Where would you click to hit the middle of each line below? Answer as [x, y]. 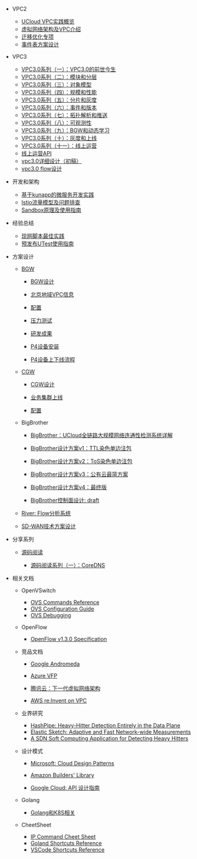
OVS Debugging [51, 615]
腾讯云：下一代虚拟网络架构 [65, 688]
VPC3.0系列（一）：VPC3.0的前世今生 [69, 69]
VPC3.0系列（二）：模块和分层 [59, 77]
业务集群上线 [46, 397]
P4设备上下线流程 [53, 359]
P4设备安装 [45, 346]
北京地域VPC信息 [52, 294]
